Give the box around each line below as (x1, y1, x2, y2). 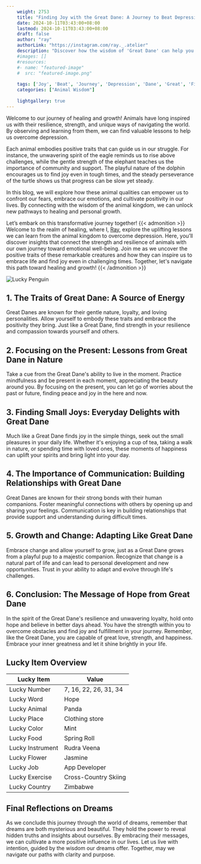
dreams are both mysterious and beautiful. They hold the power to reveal (6, 826, 186, 833)
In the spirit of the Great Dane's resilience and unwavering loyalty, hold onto (6, 615, 193, 622)
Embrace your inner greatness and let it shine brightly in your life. (6, 640, 167, 648)
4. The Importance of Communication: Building (6, 469, 185, 479)
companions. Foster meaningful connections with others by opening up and (6, 500, 193, 507)
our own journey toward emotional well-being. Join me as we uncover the (6, 245, 188, 252)
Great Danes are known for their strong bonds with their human (6, 494, 163, 501)
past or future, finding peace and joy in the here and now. (6, 390, 148, 397)
